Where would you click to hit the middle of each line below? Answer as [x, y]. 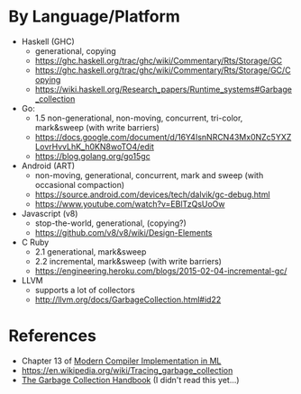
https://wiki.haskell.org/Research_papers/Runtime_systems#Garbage [163, 89]
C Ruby [35, 242]
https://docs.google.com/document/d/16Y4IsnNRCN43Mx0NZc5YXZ [163, 137]
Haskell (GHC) [48, 41]
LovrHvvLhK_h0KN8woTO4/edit [95, 147]
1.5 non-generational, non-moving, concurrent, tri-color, [139, 118]
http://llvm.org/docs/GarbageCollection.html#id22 [128, 300]
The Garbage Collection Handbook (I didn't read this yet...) [130, 380]
